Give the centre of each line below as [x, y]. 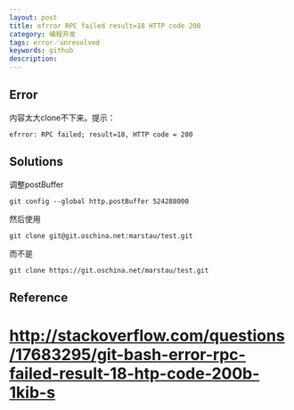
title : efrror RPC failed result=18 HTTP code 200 [105, 26]
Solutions [37, 162]
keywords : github [41, 51]
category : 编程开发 [43, 34]
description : [33, 59]
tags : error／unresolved [55, 42]
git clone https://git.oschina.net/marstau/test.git [109, 270]
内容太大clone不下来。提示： [62, 118]
